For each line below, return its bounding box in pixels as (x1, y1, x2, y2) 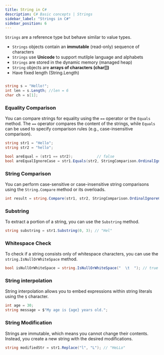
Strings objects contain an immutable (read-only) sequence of (12, 44, 140, 50)
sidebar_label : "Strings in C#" (5, 16, 71, 21)
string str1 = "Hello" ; (5, 141, 54, 146)
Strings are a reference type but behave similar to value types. (5, 34, 132, 40)
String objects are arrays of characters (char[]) (12, 65, 110, 71)
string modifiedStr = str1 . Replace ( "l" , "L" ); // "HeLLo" (5, 345, 125, 350)
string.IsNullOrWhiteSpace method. (5, 256, 78, 262)
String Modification (5, 319, 52, 326)
